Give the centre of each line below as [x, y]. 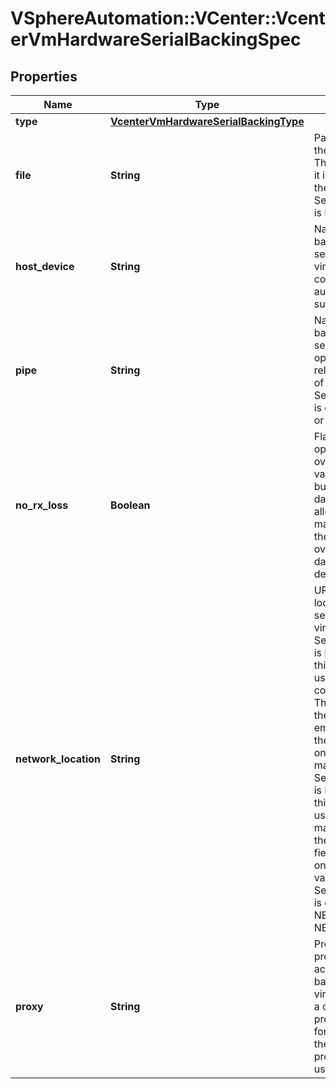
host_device [45, 266]
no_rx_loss [42, 505]
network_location [58, 759]
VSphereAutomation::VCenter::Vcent [168, 18]
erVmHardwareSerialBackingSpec [156, 39]
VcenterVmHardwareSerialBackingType [207, 121]
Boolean [130, 505]
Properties [44, 76]
